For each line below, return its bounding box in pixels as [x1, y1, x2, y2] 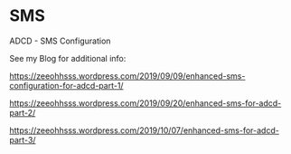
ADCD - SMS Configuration [9, 35, 111, 46]
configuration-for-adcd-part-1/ [9, 80, 124, 91]
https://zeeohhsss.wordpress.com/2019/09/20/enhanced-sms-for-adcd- [9, 97, 282, 109]
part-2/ [9, 107, 36, 118]
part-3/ [9, 134, 36, 145]
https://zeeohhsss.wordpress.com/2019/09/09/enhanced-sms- [9, 70, 246, 82]
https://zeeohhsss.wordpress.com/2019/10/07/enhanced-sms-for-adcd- [9, 124, 280, 136]
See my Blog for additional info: [9, 53, 127, 63]
